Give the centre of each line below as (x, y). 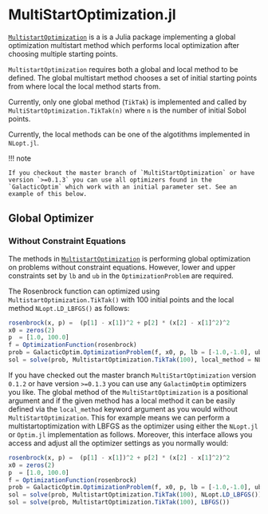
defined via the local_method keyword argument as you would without (123, 408)
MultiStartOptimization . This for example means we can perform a (119, 417)
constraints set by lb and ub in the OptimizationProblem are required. (121, 275)
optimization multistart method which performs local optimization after (124, 45)
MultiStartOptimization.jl (93, 15)
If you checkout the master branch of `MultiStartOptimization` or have (132, 173)
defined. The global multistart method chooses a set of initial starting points (133, 78)
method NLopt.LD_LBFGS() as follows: (69, 308)
